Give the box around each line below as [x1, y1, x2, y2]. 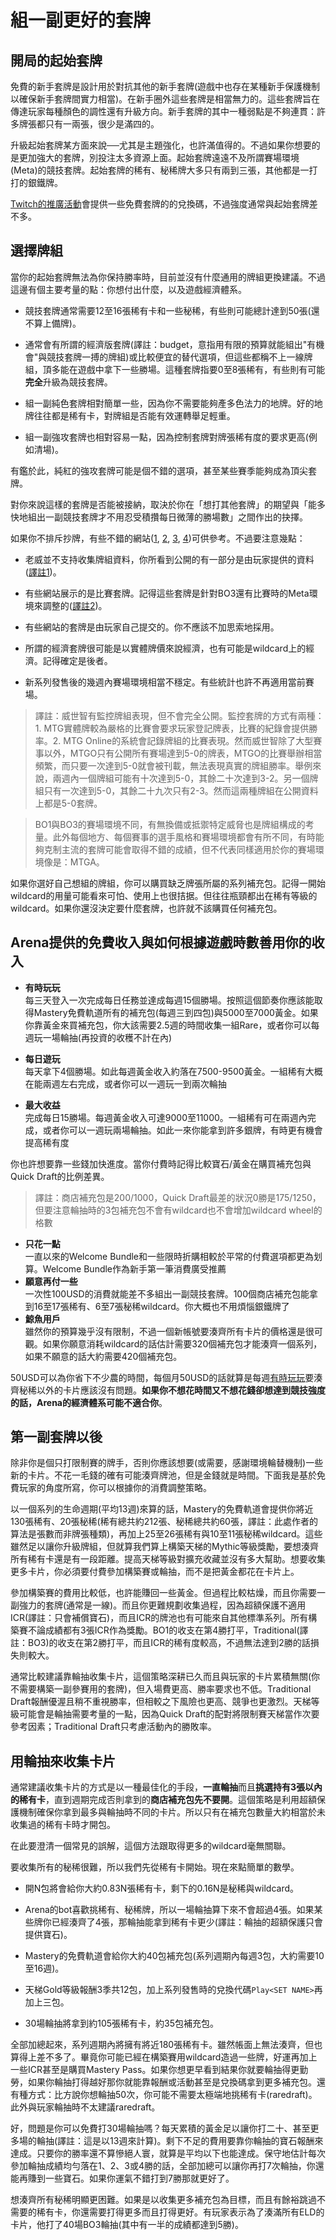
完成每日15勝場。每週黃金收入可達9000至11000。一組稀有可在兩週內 [24, 1111, 308, 1123]
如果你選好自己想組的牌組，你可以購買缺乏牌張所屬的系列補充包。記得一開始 [10, 877, 326, 889]
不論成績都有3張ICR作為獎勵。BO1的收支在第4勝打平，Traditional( [27, 1624, 300, 1636]
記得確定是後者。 [42, 654, 113, 666]
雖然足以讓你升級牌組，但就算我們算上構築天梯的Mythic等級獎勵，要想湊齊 [10, 1541, 320, 1553]
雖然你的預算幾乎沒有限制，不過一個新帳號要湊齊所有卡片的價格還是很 [24, 1325, 315, 1337]
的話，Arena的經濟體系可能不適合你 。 [10, 1396, 168, 1408]
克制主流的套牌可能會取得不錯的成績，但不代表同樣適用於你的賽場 [43, 843, 316, 855]
